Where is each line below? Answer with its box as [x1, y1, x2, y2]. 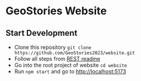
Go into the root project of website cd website [14, 61, 127, 68]
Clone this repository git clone [14, 43, 92, 51]
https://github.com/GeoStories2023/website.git [14, 50, 135, 56]
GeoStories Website [5, 4, 107, 18]
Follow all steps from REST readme [14, 55, 101, 62]
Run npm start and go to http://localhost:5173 [14, 68, 127, 75]
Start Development [5, 28, 78, 38]
